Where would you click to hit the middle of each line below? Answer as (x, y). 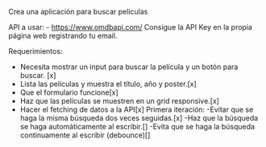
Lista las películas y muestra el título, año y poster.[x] (108, 84)
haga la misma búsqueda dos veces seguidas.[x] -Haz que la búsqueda (139, 118)
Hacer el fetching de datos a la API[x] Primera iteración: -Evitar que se (137, 109)
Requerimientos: (35, 51)
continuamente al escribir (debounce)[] (85, 135)
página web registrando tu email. (63, 36)
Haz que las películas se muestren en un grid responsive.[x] (120, 101)
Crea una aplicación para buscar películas (78, 12)
